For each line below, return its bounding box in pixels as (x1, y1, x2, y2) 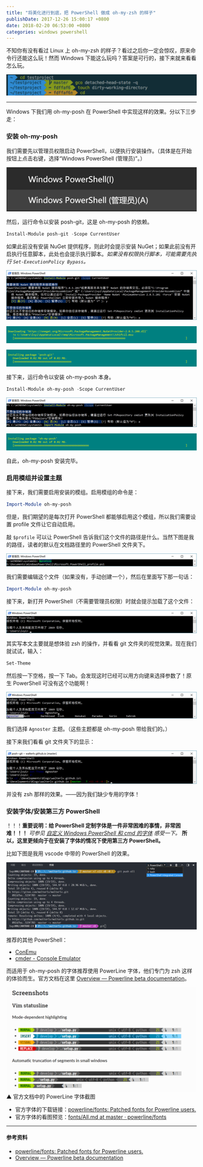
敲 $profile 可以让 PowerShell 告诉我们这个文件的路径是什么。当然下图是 (6, 533, 189, 541)
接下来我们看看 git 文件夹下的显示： (6, 738, 95, 745)
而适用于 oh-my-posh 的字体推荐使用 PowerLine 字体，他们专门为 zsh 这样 (6, 967, 193, 975)
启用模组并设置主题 (6, 474, 62, 482)
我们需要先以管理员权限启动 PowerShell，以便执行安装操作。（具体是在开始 (6, 147, 192, 154)
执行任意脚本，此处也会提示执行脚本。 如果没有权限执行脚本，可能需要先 (11, 251, 192, 258)
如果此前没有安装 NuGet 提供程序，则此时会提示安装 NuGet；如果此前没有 (6, 243, 191, 250)
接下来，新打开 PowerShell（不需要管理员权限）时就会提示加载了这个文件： (6, 598, 195, 605)
